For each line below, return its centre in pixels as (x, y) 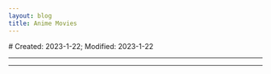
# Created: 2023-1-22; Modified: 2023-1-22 (81, 46)
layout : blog (30, 16)
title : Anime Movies (43, 23)
